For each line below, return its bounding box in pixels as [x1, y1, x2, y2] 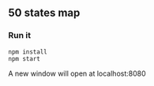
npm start [8, 54, 41, 62]
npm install [8, 47, 47, 56]
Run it [8, 30, 32, 41]
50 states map [8, 6, 81, 20]
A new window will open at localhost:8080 [8, 69, 146, 78]
